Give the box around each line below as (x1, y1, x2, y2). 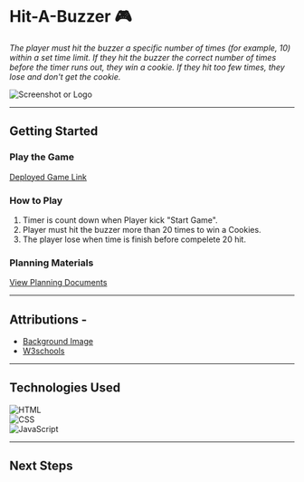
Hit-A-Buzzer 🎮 (9, 6, 133, 27)
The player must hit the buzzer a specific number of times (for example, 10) (9, 42, 291, 53)
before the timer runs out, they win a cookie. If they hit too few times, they (9, 62, 285, 72)
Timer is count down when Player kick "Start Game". (22, 214, 219, 226)
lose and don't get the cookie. (9, 71, 121, 82)
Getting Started (9, 123, 99, 140)
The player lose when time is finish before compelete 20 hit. (22, 234, 247, 245)
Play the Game (9, 150, 75, 163)
